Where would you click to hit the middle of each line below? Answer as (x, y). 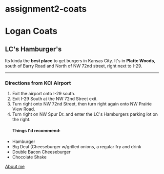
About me (15, 166)
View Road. (23, 109)
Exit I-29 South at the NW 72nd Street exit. (55, 99)
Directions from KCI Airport (38, 83)
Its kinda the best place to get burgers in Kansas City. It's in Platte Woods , (80, 61)
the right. (21, 120)
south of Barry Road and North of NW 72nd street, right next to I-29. (74, 66)
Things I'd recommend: (36, 131)
